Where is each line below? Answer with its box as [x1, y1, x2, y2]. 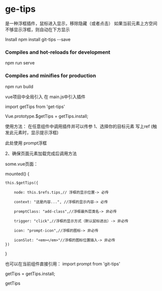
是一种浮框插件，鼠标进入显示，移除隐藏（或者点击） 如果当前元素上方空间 [5, 20, 158, 26]
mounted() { [5, 171, 30, 177]
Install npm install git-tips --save [5, 36, 71, 42]
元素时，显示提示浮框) [13, 129, 59, 135]
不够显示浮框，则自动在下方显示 [5, 26, 70, 33]
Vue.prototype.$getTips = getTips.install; [5, 113, 89, 119]
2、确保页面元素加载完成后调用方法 [5, 150, 77, 156]
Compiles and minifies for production [5, 73, 96, 79]
